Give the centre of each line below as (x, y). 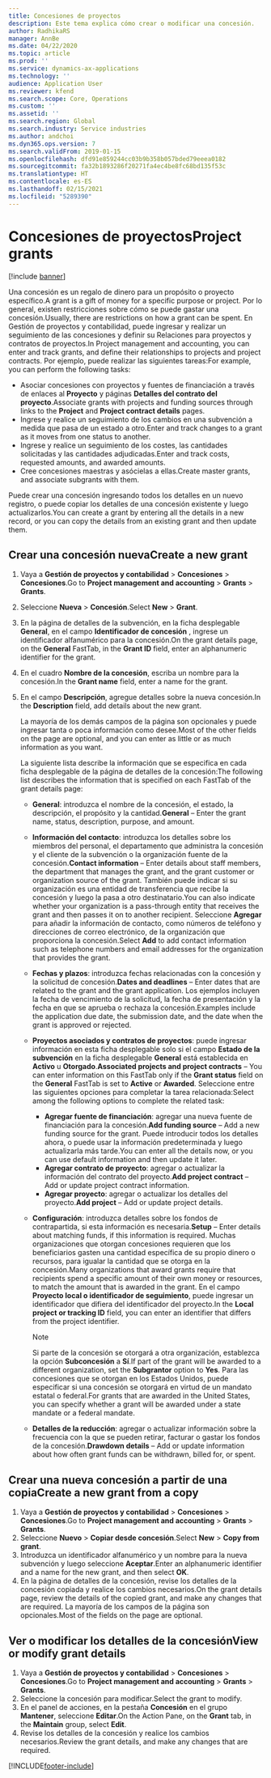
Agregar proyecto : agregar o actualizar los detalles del (136, 1194)
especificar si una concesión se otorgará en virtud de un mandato (142, 1387)
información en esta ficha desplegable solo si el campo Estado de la (146, 1050)
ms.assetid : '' (34, 114)
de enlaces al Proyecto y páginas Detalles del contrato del (119, 393)
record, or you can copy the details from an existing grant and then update (133, 521)
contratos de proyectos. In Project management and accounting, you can (129, 343)
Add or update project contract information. (117, 1186)
